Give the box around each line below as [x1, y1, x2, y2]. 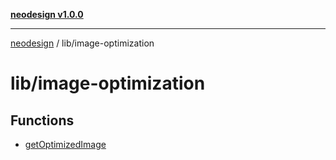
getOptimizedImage [24, 139, 107, 150]
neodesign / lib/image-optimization [10, 37, 155, 49]
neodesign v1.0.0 [10, 9, 84, 20]
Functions [10, 112, 75, 129]
